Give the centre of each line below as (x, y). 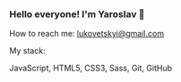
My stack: (28, 51)
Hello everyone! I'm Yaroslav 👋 (77, 14)
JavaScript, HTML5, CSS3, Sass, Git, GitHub (91, 68)
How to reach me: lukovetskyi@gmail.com (86, 34)
